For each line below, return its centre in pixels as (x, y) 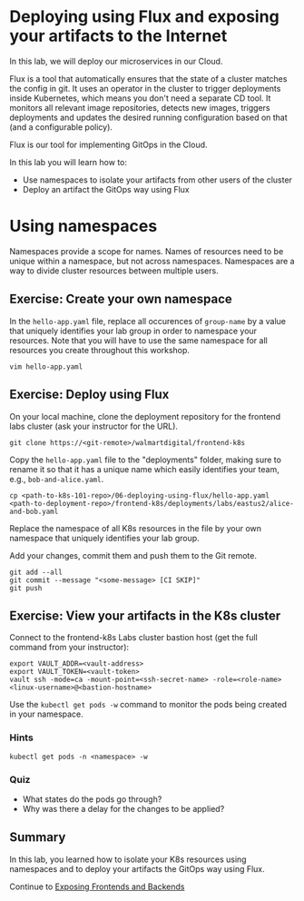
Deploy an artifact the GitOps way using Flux (106, 189)
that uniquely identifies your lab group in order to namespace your (133, 331)
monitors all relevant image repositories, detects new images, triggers (140, 107)
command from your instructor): (69, 648)
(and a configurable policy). (61, 127)
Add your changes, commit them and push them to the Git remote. (133, 555)
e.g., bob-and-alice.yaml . (57, 479)
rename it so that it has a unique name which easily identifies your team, (144, 469)
